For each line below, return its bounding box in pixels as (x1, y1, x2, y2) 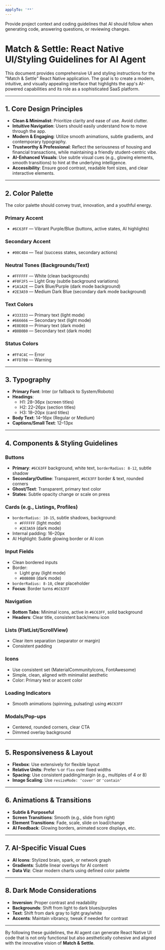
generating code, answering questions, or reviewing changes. (5, 26, 130, 32)
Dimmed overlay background (12, 729, 71, 735)
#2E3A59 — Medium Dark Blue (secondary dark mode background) (12, 289, 146, 295)
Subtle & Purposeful (12, 809, 55, 815)
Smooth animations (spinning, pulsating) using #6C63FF (12, 700, 123, 706)
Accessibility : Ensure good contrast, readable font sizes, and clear (12, 165, 148, 171)
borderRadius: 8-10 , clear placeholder (12, 580, 90, 586)
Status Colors (5, 340, 38, 347)
